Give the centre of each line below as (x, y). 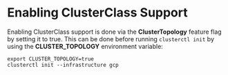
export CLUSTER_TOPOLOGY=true (51, 59)
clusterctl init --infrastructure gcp (63, 65)
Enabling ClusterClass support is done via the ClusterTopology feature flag (115, 32)
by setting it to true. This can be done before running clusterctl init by (111, 39)
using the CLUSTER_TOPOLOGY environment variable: (85, 46)
